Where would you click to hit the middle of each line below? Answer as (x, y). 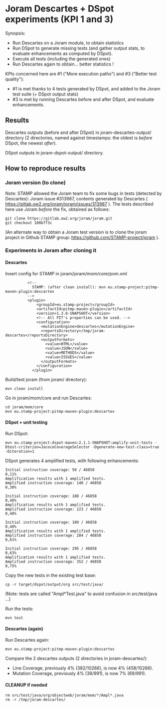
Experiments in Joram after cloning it (51, 250)
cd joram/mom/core (24, 407)
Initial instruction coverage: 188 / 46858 (51, 496)
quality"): (14, 79)
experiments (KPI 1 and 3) (59, 19)
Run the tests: (19, 609)
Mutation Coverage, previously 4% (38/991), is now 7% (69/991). (79, 673)
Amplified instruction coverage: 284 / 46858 (53, 535)
